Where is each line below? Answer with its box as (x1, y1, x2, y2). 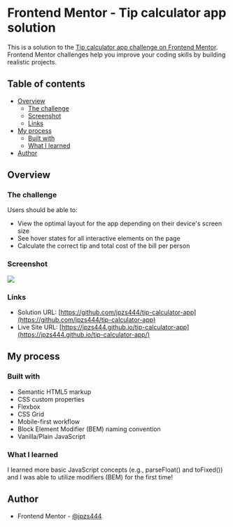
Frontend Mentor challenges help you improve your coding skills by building (7, 50, 226, 59)
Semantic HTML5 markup (17, 387, 92, 396)
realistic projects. (7, 57, 57, 66)
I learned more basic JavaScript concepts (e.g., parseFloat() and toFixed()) (7, 465, 223, 474)
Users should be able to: (7, 206, 78, 214)
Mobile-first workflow (17, 417, 80, 426)
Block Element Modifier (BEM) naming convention (17, 425, 161, 433)
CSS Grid (17, 409, 44, 418)
